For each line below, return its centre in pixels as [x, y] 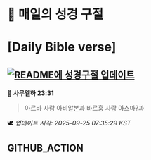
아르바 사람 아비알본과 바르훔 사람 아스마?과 [84, 108]
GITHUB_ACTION [46, 148]
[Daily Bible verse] [62, 47]
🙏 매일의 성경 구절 [55, 14]
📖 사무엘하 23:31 [31, 93]
